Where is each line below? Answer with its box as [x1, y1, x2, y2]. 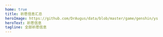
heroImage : [5, 16, 27, 21]
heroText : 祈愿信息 [5, 20, 42, 25]
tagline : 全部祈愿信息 [5, 25, 47, 30]
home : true [5, 7, 27, 12]
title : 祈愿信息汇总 [5, 12, 42, 16]
